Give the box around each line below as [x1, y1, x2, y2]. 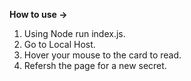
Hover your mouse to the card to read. [23, 49, 182, 61]
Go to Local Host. [23, 39, 96, 50]
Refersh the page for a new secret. [23, 60, 167, 71]
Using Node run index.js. [23, 28, 126, 39]
